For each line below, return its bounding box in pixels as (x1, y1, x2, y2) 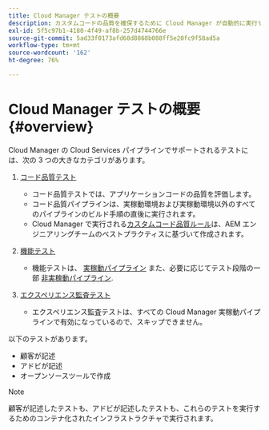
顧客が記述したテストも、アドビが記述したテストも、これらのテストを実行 (8, 403, 254, 412)
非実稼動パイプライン (41, 273, 112, 282)
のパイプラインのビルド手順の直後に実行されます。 (31, 209, 200, 218)
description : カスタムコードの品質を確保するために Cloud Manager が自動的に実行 (8, 19, 258, 27)
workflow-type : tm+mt (8, 42, 81, 50)
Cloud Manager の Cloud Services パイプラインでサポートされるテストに (8, 145, 249, 154)
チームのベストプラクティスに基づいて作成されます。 (74, 229, 248, 238)
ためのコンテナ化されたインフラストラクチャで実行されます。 (14, 413, 218, 423)
